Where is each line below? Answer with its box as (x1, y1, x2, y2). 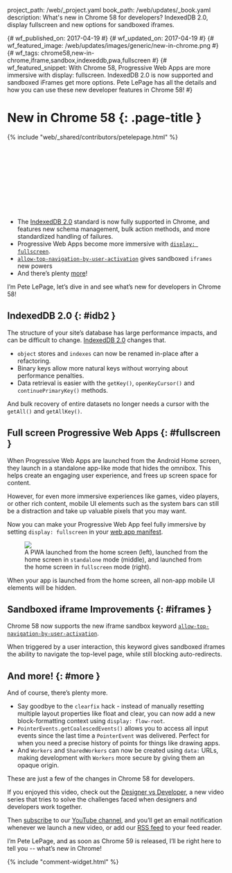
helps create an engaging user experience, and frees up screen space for (7, 471, 217, 480)
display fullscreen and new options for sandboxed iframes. (7, 21, 175, 28)
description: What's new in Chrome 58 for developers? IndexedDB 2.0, (7, 13, 208, 22)
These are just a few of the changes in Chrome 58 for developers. (7, 774, 195, 783)
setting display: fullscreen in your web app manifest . (7, 527, 163, 536)
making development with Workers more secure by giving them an (17, 754, 205, 762)
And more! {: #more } (7, 670, 100, 682)
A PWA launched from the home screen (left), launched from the (24, 548, 208, 556)
